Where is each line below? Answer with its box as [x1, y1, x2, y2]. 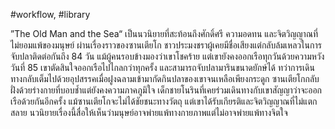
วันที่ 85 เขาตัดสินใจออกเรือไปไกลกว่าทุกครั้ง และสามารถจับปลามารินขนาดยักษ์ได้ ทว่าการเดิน [10, 62, 315, 73]
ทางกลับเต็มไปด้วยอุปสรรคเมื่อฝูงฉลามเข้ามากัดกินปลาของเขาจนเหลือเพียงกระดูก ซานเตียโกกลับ [10, 73, 320, 84]
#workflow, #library [10, 9, 91, 20]
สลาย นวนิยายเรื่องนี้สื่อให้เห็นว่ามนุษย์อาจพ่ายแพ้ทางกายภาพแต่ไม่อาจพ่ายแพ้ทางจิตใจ [10, 107, 288, 118]
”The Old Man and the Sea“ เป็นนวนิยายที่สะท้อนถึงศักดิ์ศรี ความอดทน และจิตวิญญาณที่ [10, 28, 319, 39]
